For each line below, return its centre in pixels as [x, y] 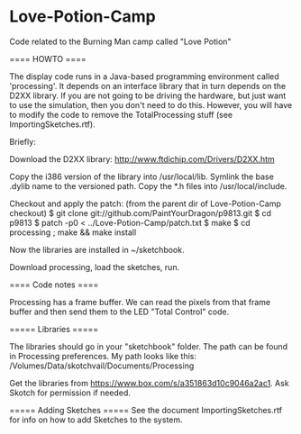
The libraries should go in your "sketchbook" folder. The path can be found [149, 346]
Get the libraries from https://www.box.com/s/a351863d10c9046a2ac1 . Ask [150, 383]
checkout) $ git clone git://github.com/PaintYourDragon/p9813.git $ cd [141, 212]
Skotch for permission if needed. [70, 393]
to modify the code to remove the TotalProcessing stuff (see [121, 114]
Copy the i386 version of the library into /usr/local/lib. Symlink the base [142, 176]
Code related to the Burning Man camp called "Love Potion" [120, 41]
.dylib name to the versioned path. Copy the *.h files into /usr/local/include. [148, 185]
